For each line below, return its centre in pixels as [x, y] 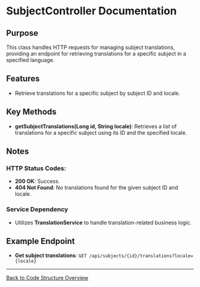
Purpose [22, 33]
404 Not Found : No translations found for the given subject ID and [96, 188]
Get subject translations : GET [51, 255]
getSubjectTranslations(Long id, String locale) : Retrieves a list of [96, 126]
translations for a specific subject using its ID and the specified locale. [101, 132]
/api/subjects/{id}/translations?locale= [141, 256]
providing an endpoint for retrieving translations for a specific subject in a [96, 54]
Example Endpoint [41, 241]
